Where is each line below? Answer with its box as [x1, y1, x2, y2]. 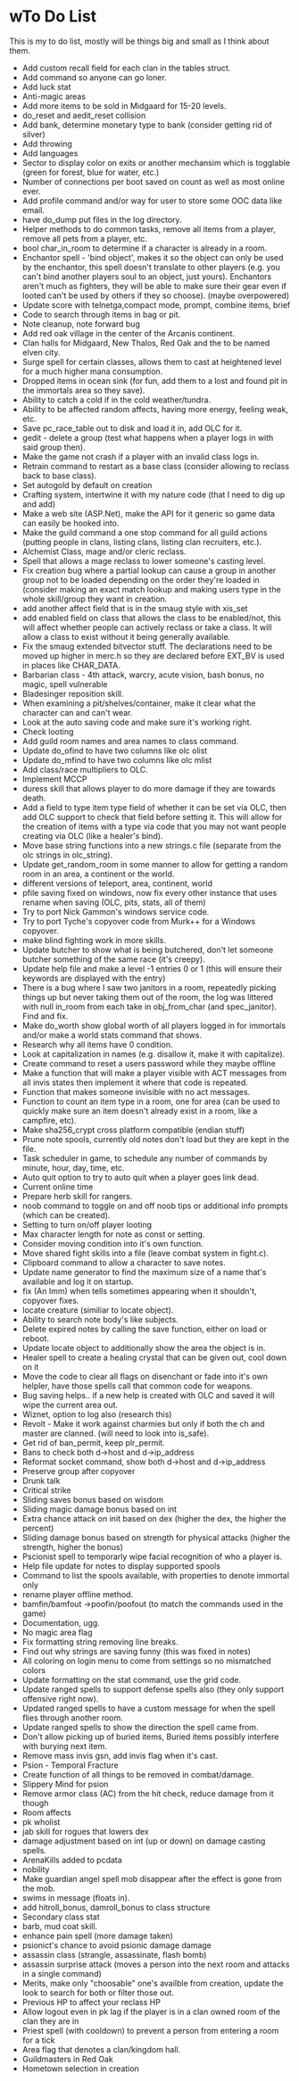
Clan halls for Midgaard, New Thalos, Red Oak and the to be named [21, 337, 270, 348]
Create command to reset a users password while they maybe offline [21, 1057, 277, 1068]
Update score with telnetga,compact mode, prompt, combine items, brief [21, 299, 291, 310]
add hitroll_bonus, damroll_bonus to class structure [21, 1902, 211, 1912]
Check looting [21, 725, 74, 737]
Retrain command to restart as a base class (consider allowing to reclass [21, 460, 290, 471]
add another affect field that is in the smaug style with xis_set [21, 602, 248, 613]
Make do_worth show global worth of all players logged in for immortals [21, 1020, 287, 1031]
